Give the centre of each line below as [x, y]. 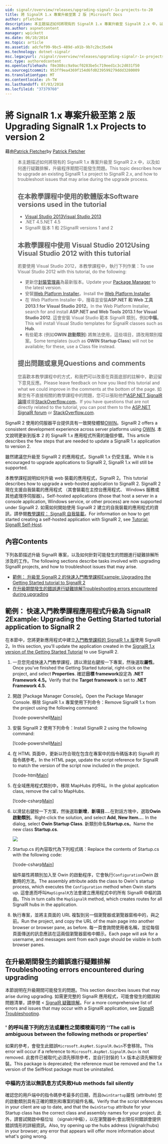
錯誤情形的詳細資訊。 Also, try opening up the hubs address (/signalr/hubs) [82, 1125]
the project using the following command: [55, 708]
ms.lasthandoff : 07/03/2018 [34, 84]
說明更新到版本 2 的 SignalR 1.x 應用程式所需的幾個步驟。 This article [79, 435]
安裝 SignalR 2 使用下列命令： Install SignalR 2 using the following [79, 728]
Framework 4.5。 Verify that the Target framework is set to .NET [79, 680]
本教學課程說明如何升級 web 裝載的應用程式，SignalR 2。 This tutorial [76, 478]
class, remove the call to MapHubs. [49, 791]
